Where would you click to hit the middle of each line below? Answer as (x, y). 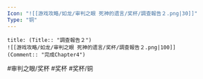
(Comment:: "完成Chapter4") (47, 55)
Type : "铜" (22, 20)
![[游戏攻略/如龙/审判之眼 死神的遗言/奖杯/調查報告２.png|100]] (91, 47)
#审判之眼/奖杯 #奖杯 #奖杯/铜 (50, 68)
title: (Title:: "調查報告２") (49, 40)
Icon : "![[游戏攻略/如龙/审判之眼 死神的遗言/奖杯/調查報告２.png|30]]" (103, 13)
